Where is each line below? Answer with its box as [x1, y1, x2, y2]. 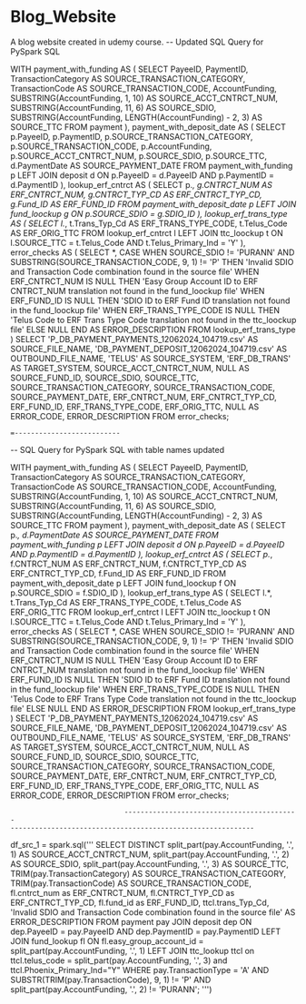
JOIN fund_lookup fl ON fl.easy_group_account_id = [10, 935, 204, 946]
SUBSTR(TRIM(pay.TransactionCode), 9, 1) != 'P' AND [10, 974, 212, 985]
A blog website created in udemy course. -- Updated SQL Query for [10, 36, 264, 47]
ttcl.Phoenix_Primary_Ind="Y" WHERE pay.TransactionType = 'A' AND [10, 964, 270, 975]
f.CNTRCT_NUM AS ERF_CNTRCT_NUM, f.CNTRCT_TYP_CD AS [10, 558, 248, 569]
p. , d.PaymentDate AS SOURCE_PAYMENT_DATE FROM [10, 529, 219, 540]
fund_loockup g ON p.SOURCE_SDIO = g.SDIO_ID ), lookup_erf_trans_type [10, 208, 289, 219]
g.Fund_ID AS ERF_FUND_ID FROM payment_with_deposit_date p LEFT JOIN [10, 198, 297, 210]
